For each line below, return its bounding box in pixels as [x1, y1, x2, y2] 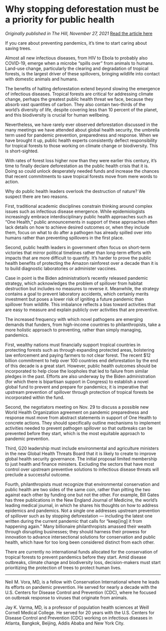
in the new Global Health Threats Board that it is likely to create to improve [5, 450, 157, 456]
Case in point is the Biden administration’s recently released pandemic [5, 275, 148, 281]
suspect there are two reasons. [5, 193, 69, 199]
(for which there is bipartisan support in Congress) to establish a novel [5, 379, 149, 384]
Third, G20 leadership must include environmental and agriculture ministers [5, 445, 159, 451]
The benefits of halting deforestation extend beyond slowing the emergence [5, 85, 161, 91]
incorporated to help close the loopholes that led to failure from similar [5, 368, 149, 374]
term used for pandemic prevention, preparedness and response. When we [5, 132, 159, 138]
